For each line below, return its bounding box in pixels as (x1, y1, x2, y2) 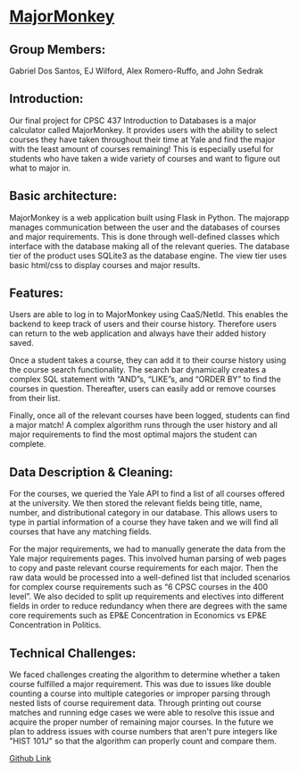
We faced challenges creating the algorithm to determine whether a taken (9, 669, 280, 680)
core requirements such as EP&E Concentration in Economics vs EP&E (9, 610, 268, 621)
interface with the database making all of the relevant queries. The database (9, 240, 290, 251)
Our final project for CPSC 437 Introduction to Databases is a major (9, 114, 257, 126)
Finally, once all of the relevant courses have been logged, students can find (9, 410, 290, 421)
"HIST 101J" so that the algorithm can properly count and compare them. (9, 735, 277, 747)
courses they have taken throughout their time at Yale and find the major (9, 134, 276, 145)
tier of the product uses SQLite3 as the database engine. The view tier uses (9, 250, 287, 261)
